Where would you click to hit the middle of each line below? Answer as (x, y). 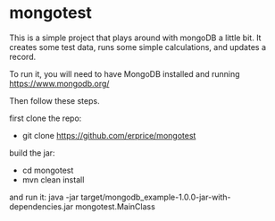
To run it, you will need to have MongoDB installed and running (125, 73)
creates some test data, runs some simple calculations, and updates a (137, 47)
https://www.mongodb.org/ (59, 83)
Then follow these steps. (54, 100)
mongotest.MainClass (116, 206)
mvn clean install (53, 179)
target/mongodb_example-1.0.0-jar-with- (155, 197)
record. (23, 56)
